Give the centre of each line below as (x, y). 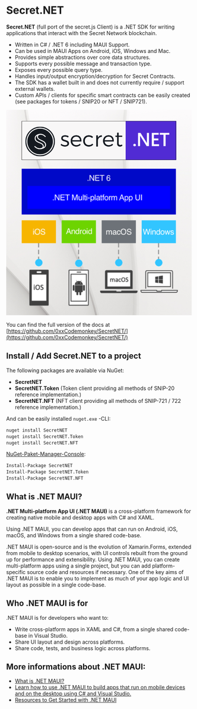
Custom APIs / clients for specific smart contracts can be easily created (102, 95)
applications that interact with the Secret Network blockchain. (82, 33)
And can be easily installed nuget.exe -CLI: (58, 418)
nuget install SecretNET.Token (45, 437)
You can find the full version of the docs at (58, 324)
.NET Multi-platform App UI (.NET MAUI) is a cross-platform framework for (99, 511)
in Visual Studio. (48, 635)
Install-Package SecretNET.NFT (45, 478)
